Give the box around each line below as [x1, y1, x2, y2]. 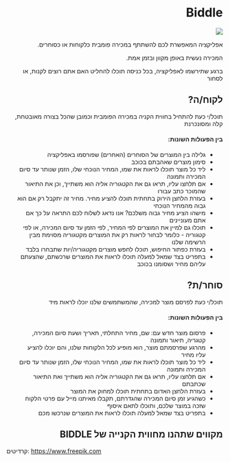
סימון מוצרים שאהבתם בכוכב [131, 158, 206, 166]
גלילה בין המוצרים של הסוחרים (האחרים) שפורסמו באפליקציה [47, 150, 206, 158]
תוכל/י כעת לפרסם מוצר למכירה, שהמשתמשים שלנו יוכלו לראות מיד [48, 297, 223, 306]
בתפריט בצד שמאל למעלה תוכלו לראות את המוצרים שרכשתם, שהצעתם [20, 252, 206, 260]
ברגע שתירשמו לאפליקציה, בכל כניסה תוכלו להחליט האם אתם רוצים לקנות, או [23, 66, 223, 75]
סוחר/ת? [187, 280, 223, 291]
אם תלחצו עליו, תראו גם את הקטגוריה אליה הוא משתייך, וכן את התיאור [25, 180, 206, 188]
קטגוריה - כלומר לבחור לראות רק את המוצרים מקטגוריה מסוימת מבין [29, 230, 206, 239]
